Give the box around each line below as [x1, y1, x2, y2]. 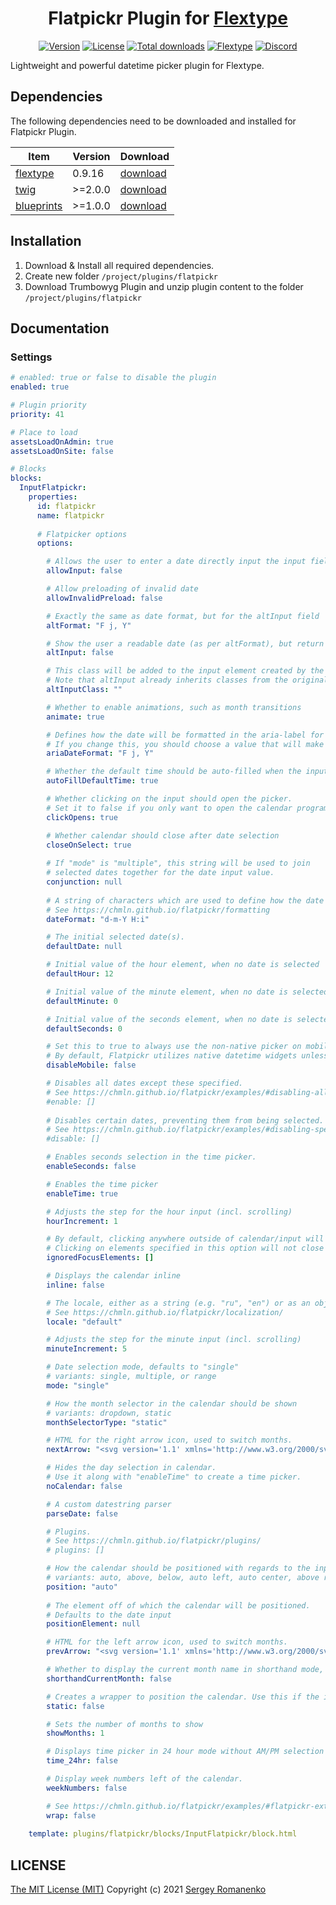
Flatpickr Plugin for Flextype [48, 7, 288, 30]
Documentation [10, 320, 110, 337]
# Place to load [10, 427, 78, 437]
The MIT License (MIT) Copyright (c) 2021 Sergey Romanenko [10, 1883, 267, 1896]
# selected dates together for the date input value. [46, 868, 275, 878]
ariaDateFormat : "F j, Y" [46, 748, 155, 759]
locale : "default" [46, 1317, 123, 1327]
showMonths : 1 [46, 1728, 105, 1739]
